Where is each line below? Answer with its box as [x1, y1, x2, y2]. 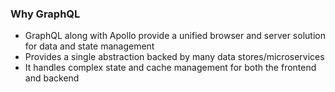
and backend [24, 72, 80, 84]
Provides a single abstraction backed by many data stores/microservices [24, 51, 325, 63]
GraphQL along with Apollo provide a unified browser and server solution [24, 30, 326, 42]
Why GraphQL [10, 7, 81, 21]
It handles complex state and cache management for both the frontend [24, 62, 317, 74]
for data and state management [24, 40, 155, 52]
